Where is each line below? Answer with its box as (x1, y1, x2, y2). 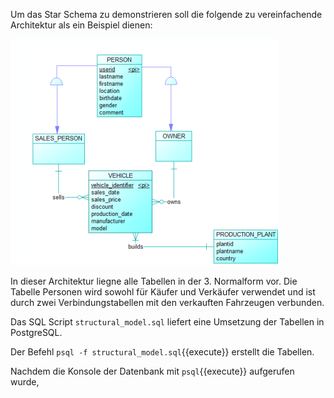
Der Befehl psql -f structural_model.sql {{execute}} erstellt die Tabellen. (10, 346, 315, 358)
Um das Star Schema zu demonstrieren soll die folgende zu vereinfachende (10, 9, 323, 20)
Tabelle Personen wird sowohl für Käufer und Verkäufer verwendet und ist (10, 286, 316, 298)
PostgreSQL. (10, 327, 63, 338)
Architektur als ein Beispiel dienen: (10, 19, 153, 31)
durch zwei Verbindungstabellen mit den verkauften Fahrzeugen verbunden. (10, 297, 325, 308)
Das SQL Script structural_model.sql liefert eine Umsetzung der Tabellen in (10, 316, 325, 328)
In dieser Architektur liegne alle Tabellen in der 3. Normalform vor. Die (10, 275, 298, 287)
